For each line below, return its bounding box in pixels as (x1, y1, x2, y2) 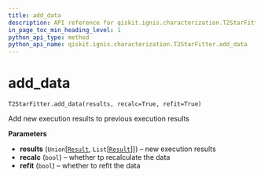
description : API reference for (8, 19, 114, 27)
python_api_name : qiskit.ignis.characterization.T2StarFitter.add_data (8, 41, 247, 49)
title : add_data (8, 11, 61, 20)
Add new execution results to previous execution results (8, 114, 190, 124)
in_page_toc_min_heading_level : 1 (8, 26, 122, 34)
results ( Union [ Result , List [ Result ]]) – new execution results (19, 144, 216, 154)
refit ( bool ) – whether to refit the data (19, 161, 141, 171)
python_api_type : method (8, 33, 90, 42)
